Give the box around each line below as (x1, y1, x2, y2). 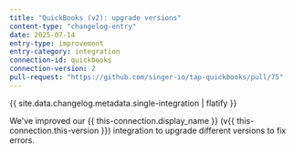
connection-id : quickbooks (9, 56, 112, 65)
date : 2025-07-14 (9, 30, 76, 39)
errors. (9, 134, 35, 146)
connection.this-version (9, 125, 100, 136)
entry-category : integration (9, 47, 121, 56)
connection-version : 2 (9, 65, 96, 74)
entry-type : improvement (9, 38, 104, 48)
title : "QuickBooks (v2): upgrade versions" (9, 13, 182, 23)
